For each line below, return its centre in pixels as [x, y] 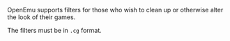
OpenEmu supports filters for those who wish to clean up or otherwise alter [115, 10]
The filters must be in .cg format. [55, 30]
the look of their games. [41, 17]
